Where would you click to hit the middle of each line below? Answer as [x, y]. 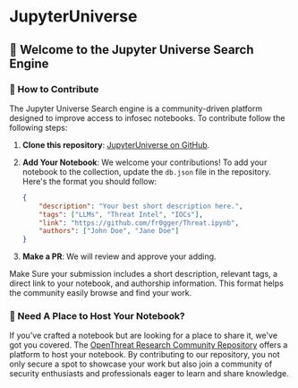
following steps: [38, 127]
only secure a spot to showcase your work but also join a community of [141, 364]
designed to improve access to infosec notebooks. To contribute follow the [147, 117]
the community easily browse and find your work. [101, 293]
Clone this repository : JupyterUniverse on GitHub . [116, 144]
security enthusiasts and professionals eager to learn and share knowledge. [149, 374]
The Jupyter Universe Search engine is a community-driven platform [136, 108]
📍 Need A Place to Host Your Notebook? [97, 316]
